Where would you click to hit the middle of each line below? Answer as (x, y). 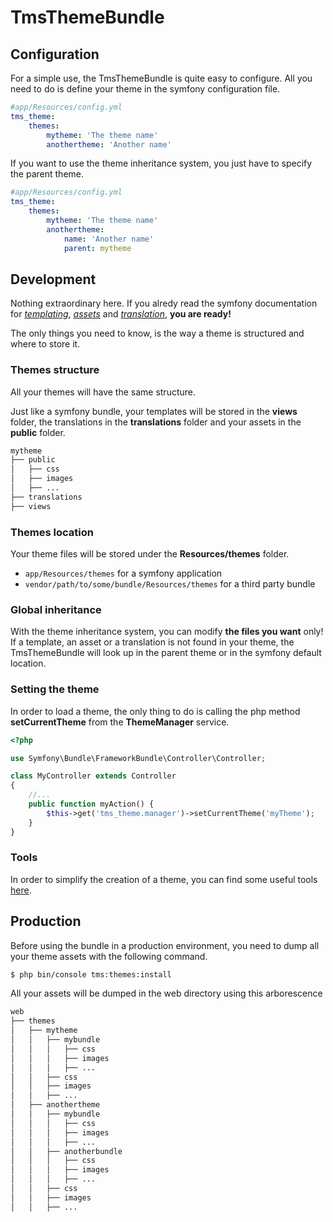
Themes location (52, 532)
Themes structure (55, 370)
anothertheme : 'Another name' (109, 144)
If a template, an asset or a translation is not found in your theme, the (152, 642)
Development (53, 279)
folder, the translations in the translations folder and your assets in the (156, 422)
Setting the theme (55, 689)
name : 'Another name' (109, 239)
